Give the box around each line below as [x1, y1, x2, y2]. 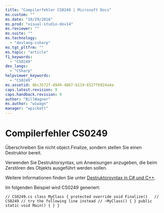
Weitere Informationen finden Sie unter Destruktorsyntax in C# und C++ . [5, 175, 156, 181]
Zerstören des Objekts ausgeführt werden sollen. [5, 165, 107, 171]
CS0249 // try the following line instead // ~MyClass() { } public [5, 198, 152, 203]
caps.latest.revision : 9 [5, 87, 58, 92]
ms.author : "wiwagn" [5, 101, 49, 107]
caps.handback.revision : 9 [5, 92, 62, 97]
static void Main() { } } [5, 203, 60, 208]
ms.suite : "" [5, 31, 33, 36]
